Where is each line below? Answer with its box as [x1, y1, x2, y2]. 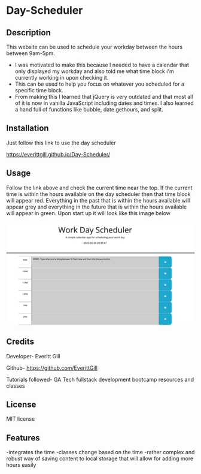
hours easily [6, 461, 36, 469]
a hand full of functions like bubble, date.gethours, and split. [14, 106, 163, 113]
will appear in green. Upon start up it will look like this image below [6, 209, 171, 216]
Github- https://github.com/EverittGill [6, 364, 98, 372]
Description [6, 28, 51, 38]
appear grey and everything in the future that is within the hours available [6, 203, 187, 210]
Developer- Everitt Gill [6, 352, 61, 360]
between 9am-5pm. [6, 50, 55, 57]
